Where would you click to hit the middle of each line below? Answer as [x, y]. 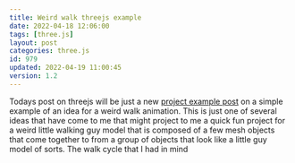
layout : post [34, 43]
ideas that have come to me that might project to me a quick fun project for [147, 120]
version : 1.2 [34, 76]
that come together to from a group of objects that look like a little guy [139, 139]
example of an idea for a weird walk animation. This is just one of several [143, 111]
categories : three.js [50, 51]
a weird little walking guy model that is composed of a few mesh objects [142, 130]
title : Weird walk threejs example [76, 17]
